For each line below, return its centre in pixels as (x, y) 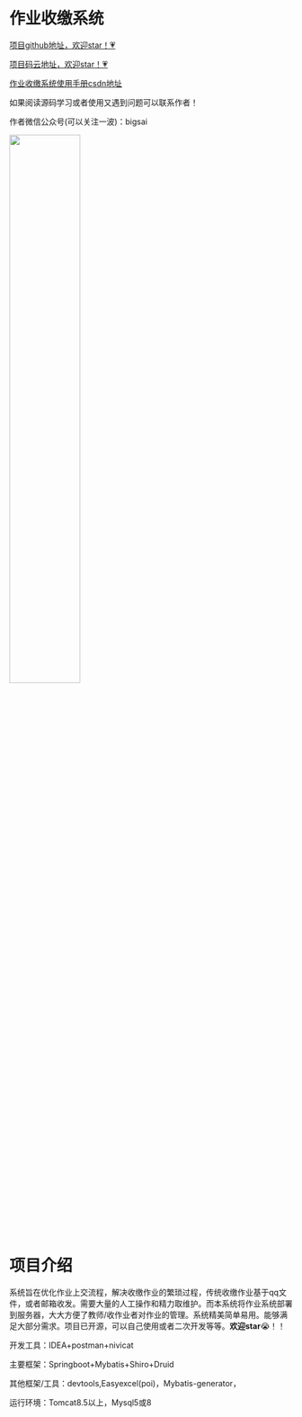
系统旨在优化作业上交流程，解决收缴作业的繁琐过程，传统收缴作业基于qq (144, 1292)
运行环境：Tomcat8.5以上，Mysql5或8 (80, 1402)
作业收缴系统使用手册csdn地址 (66, 83)
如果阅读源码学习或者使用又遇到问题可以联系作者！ (104, 102)
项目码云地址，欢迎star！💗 (58, 64)
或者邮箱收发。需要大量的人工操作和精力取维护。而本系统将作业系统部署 (159, 1303)
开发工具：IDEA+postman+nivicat (71, 1345)
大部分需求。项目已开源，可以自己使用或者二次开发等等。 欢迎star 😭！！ (151, 1326)
